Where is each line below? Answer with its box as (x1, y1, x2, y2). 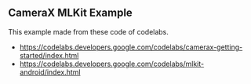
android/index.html (19, 67, 81, 77)
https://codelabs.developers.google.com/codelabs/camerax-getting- (19, 42, 243, 52)
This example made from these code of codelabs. (8, 27, 169, 36)
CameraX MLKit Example (8, 6, 133, 20)
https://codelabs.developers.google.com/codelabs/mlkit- (19, 59, 205, 68)
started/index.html (19, 50, 79, 60)
